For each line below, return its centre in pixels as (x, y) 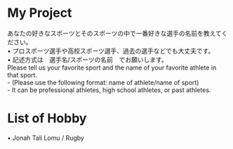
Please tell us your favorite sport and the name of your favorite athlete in (112, 67)
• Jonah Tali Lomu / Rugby (46, 138)
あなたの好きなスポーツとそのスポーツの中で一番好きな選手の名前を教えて (114, 33)
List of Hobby (47, 118)
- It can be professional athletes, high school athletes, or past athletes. (109, 90)
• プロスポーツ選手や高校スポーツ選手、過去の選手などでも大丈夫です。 (111, 51)
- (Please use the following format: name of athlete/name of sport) (103, 82)
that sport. (22, 74)
